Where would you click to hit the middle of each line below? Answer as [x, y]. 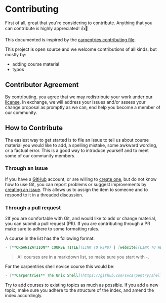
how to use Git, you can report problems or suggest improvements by [76, 184]
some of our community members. [40, 155]
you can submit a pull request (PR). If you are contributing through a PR [78, 224]
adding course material [36, 64]
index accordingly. [24, 295]
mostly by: [16, 54]
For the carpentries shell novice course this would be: [60, 266]
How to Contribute [34, 128]
